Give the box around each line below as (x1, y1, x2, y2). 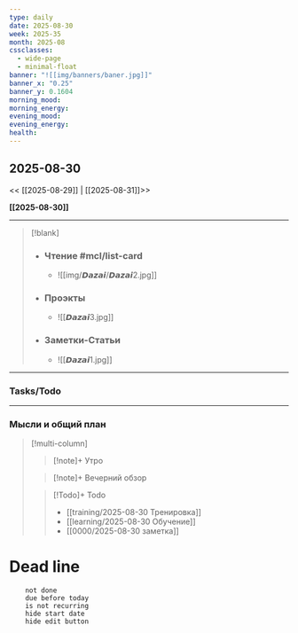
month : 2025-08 (9, 37, 66, 47)
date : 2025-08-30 (9, 21, 74, 30)
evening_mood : (9, 112, 62, 121)
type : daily (9, 12, 53, 22)
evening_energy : (9, 121, 69, 129)
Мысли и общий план (9, 418, 106, 430)
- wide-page (17, 54, 62, 63)
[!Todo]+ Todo (52, 489, 106, 501)
